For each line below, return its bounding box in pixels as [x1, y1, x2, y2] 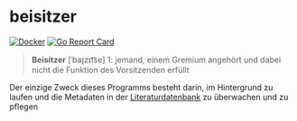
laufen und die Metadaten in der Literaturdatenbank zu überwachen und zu [9, 91, 289, 102]
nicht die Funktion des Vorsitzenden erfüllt [31, 64, 190, 75]
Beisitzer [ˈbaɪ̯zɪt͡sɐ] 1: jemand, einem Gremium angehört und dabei [31, 54, 282, 65]
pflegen [9, 101, 39, 112]
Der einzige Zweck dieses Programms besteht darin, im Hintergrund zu [9, 81, 274, 92]
